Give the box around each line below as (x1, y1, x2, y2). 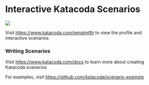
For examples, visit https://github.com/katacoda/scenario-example (5, 74, 144, 80)
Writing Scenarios (5, 47, 51, 54)
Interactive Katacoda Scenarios (5, 4, 140, 15)
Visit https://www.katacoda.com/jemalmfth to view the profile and (5, 29, 142, 36)
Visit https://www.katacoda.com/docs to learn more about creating (5, 59, 144, 65)
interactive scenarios (5, 35, 49, 41)
